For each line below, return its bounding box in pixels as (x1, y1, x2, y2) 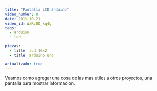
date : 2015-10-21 (5, 16, 41, 21)
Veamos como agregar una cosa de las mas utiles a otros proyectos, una (5, 75, 152, 81)
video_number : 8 (5, 12, 38, 17)
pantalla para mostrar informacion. (5, 80, 75, 86)
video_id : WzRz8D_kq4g (5, 21, 52, 26)
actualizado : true (5, 61, 43, 66)
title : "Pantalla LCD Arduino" (5, 7, 69, 12)
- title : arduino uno (9, 53, 54, 58)
